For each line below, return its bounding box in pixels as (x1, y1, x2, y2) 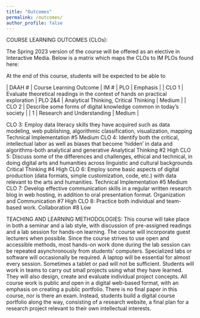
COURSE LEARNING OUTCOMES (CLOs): (6, 37, 108, 44)
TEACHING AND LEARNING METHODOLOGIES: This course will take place (6, 215, 190, 223)
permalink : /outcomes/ (6, 14, 63, 20)
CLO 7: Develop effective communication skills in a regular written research (6, 185, 192, 192)
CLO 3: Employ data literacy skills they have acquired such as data (6, 121, 171, 128)
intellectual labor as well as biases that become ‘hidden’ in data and (6, 140, 172, 148)
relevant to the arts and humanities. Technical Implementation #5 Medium (6, 178, 187, 186)
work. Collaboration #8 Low (23, 204, 92, 211)
